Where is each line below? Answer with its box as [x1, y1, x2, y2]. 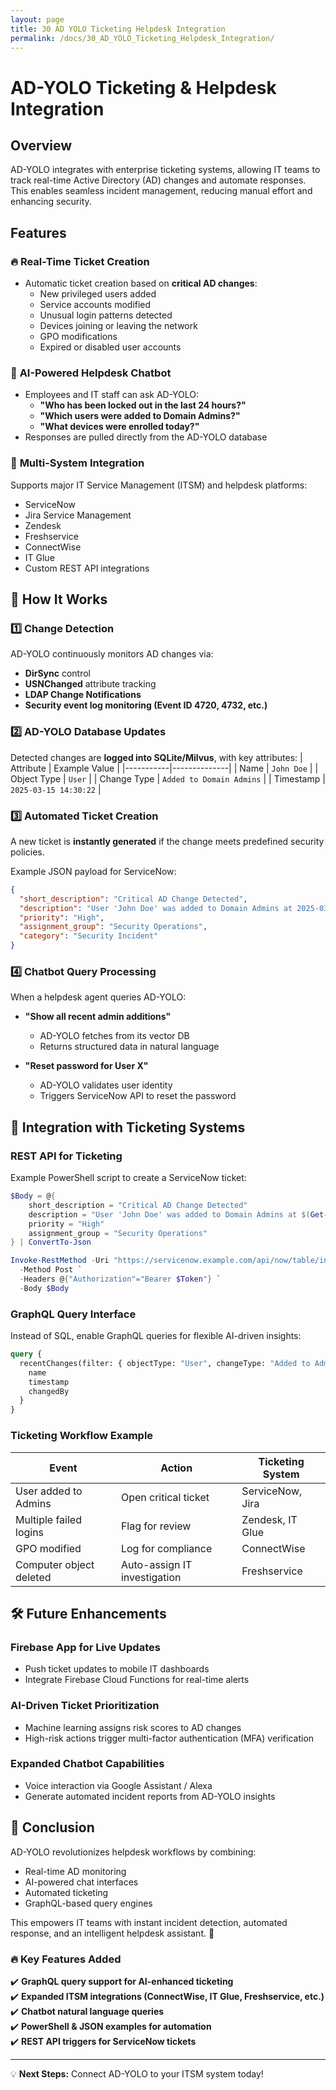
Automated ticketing [24, 1886, 109, 1898]
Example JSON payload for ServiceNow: [10, 865, 177, 877]
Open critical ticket [120, 1490, 210, 1504]
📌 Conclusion [10, 1819, 95, 1836]
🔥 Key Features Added [10, 1952, 122, 1966]
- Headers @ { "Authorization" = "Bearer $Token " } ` [19, 1274, 222, 1285]
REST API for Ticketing [10, 1149, 123, 1163]
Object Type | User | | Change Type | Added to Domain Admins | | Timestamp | [10, 772, 326, 785]
